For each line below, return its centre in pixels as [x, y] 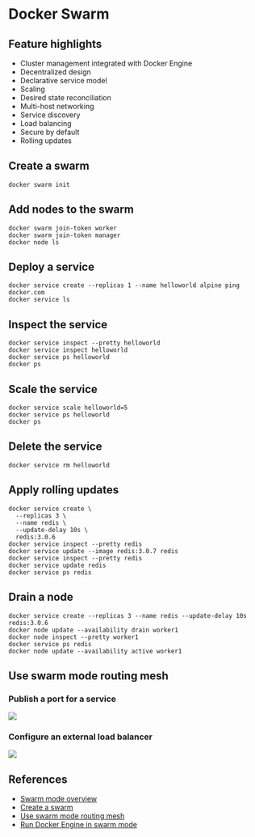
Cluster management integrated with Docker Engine [106, 63]
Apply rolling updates [64, 490]
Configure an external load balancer [81, 737]
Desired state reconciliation [65, 97]
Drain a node [41, 597]
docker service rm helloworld [59, 465]
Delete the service [55, 447]
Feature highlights [55, 44]
